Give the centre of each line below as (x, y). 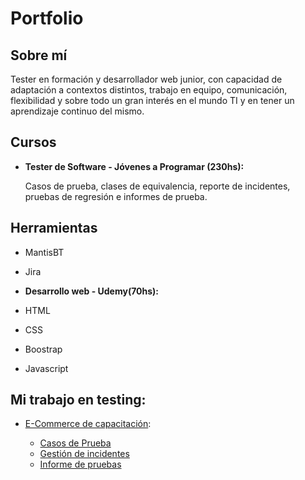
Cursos (33, 142)
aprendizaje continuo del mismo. (77, 111)
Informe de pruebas (80, 464)
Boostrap (43, 349)
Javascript (46, 368)
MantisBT (44, 252)
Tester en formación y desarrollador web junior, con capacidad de (146, 79)
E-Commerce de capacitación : (88, 424)
